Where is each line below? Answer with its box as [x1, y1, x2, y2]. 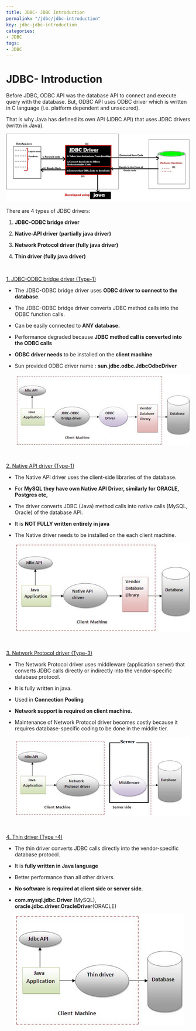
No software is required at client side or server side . [14, 885, 143, 892]
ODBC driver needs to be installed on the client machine [14, 351, 153, 358]
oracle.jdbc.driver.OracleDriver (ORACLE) [14, 903, 117, 910]
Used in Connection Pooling [14, 696, 84, 703]
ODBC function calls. [14, 311, 66, 318]
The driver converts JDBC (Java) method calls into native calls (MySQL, [14, 502, 188, 509]
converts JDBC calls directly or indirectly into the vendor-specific [14, 667, 173, 674]
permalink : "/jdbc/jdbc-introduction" [6, 15, 101, 22]
